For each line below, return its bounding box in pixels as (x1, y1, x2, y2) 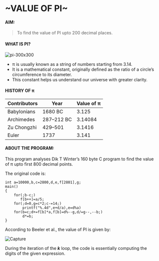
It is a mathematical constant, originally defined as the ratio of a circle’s (12, 66, 154, 72)
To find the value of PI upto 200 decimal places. (16, 30, 113, 36)
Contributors (7, 100, 38, 107)
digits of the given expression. (5, 250, 65, 256)
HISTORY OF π (5, 88, 35, 93)
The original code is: (5, 170, 46, 176)
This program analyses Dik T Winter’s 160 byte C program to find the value (5, 156, 154, 162)
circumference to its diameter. (12, 71, 72, 77)
